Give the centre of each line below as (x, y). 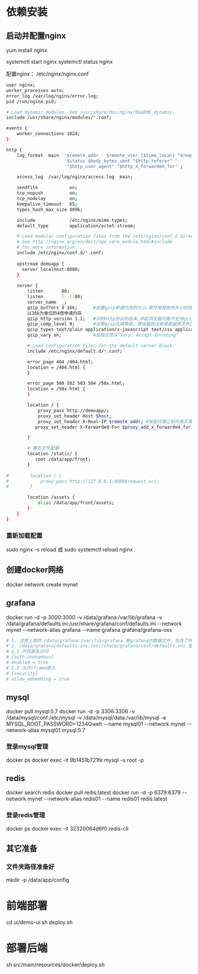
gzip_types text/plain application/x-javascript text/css (100, 330)
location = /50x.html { (56, 389)
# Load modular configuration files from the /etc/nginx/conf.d (97, 237)
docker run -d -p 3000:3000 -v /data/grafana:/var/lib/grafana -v (84, 617)
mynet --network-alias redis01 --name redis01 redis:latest (98, 799)
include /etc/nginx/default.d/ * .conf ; (75, 351)
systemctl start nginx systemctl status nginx (60, 62)
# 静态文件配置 (43, 448)
